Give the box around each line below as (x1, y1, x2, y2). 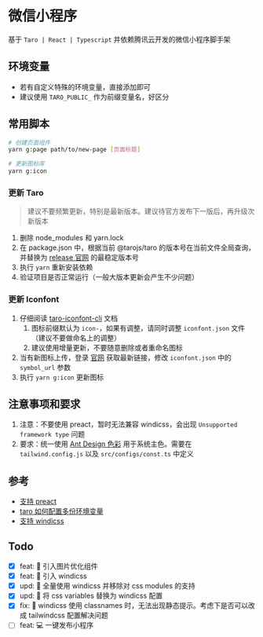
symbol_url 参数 (19, 362, 71, 372)
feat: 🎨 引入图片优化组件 (19, 562, 98, 571)
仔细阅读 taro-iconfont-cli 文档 (19, 313, 119, 323)
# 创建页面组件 (8, 138, 51, 146)
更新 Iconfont (8, 294, 60, 305)
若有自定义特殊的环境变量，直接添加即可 (19, 82, 151, 91)
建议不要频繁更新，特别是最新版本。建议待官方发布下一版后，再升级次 (27, 207, 255, 216)
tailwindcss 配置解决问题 (28, 610, 108, 621)
